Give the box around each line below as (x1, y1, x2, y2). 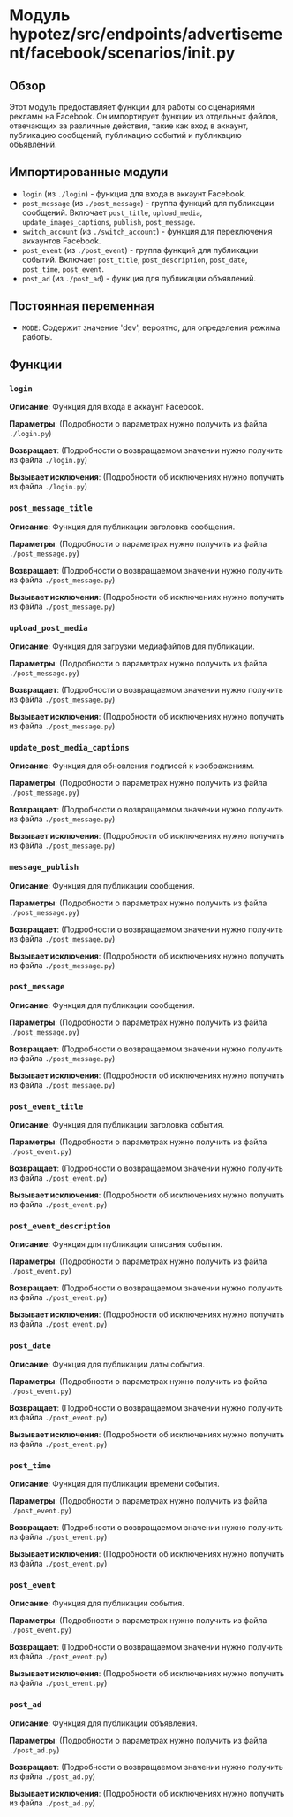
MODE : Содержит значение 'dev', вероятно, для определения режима (21, 322, 281, 333)
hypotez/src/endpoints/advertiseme (9, 24, 283, 44)
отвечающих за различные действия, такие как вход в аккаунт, (9, 120, 249, 131)
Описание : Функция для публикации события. (9, 1598, 184, 1609)
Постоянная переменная (9, 298, 154, 314)
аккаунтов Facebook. (21, 235, 101, 246)
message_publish (9, 862, 79, 873)
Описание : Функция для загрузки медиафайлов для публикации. (9, 641, 256, 651)
